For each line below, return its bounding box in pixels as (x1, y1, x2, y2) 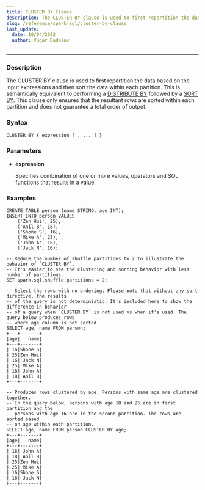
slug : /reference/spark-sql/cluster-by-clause (6, 20, 127, 26)
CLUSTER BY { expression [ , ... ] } (6, 132, 103, 138)
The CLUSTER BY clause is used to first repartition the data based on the (6, 77, 190, 84)
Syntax (6, 119, 28, 127)
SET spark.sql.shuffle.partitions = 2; (6, 277, 108, 283)
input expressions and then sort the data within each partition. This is (6, 84, 181, 91)
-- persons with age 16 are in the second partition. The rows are (6, 411, 182, 417)
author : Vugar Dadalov (12, 37, 70, 43)
